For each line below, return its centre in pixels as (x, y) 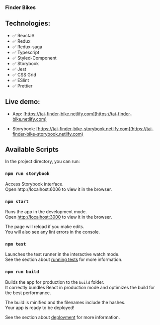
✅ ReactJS (23, 35)
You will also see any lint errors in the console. (53, 232)
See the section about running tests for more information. (64, 259)
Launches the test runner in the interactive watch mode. (63, 254)
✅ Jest (19, 69)
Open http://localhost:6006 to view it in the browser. (59, 189)
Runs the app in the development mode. (46, 211)
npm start (17, 201)
